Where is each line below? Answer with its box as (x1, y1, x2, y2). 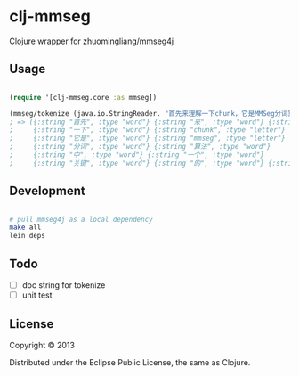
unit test (21, 290, 53, 300)
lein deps (9, 232, 46, 241)
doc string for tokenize (21, 280, 106, 290)
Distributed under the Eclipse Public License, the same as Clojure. (9, 356, 251, 367)
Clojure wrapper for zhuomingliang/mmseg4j (9, 36, 174, 46)
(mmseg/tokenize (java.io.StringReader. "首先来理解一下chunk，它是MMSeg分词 (9, 109, 288, 118)
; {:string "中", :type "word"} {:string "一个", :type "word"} (9, 151, 265, 159)
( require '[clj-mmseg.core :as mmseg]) (9, 93, 158, 102)
